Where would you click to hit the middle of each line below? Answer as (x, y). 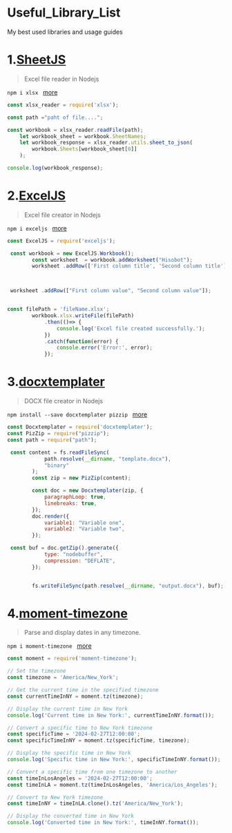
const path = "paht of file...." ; (55, 117)
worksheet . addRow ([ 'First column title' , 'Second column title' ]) (131, 266)
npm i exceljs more (37, 228)
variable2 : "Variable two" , (85, 529)
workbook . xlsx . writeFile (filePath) (83, 316)
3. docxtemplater (56, 382)
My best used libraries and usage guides (65, 32)
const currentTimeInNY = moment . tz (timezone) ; (75, 696)
